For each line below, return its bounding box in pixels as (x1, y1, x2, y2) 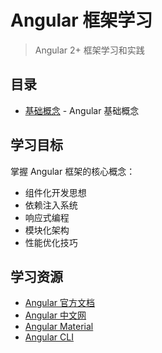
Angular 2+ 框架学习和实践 (34, 44, 145, 56)
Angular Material (24, 321, 94, 333)
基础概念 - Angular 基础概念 (24, 104, 140, 116)
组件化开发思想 (24, 186, 87, 198)
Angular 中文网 (24, 309, 87, 321)
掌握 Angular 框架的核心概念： (10, 165, 136, 177)
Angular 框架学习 (10, 9, 153, 32)
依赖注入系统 (24, 199, 78, 211)
